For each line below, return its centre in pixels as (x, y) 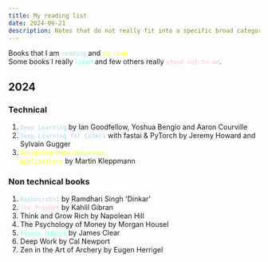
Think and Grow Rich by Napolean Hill (82, 216)
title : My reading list (48, 16)
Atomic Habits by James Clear (70, 233)
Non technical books (49, 181)
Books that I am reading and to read (68, 54)
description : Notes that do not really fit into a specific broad (121, 30)
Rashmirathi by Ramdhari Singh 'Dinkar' (85, 199)
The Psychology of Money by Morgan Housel (94, 224)
